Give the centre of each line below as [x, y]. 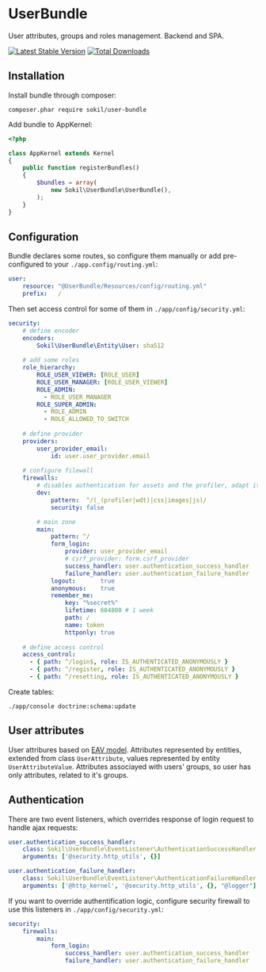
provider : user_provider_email [116, 552]
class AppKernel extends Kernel [61, 153]
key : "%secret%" [91, 603]
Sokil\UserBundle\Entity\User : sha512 [101, 346]
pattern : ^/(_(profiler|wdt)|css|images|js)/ [129, 500]
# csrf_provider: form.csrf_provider [127, 559]
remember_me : [72, 595]
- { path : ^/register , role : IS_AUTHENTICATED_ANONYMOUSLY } [132, 670]
